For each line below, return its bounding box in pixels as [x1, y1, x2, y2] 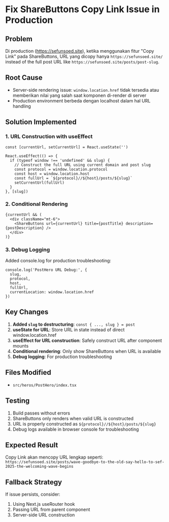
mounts [12, 342, 29, 349]
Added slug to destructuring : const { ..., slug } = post [12, 321, 136, 327]
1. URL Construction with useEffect [5, 133, 93, 140]
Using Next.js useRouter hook [12, 501, 75, 507]
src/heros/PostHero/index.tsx [12, 382, 77, 388]
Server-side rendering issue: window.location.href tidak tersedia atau [12, 87, 159, 93]
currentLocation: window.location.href [10, 290, 94, 295]
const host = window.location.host [14, 171, 90, 176]
